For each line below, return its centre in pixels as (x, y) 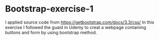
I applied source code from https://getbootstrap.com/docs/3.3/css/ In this (80, 22)
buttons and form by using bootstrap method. (51, 32)
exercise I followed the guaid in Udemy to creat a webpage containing (76, 27)
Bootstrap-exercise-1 (49, 9)
